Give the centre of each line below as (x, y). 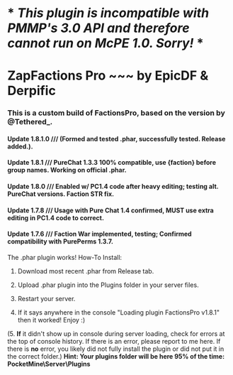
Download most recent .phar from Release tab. (86, 271)
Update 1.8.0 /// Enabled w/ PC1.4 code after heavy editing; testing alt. (113, 187)
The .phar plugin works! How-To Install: (65, 257)
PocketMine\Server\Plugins (49, 364)
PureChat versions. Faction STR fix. (61, 194)
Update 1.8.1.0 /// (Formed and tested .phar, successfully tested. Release (116, 138)
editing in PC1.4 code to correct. (56, 217)
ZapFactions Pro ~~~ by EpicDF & (108, 76)
